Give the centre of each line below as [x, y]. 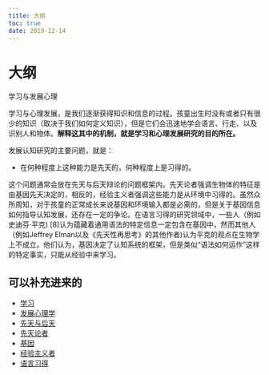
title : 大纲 [27, 16]
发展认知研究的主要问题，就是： [61, 151]
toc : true [25, 23]
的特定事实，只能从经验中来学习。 [64, 255]
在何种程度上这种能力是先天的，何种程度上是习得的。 [108, 167]
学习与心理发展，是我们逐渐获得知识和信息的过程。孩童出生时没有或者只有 [131, 114]
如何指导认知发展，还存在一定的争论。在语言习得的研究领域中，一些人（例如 [134, 215]
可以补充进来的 [45, 282]
